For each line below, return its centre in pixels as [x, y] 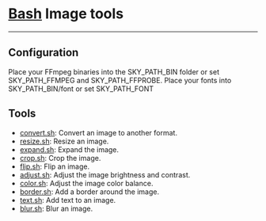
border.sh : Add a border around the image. [89, 192]
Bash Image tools [66, 14]
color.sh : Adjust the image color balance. [86, 183]
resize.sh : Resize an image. [64, 141]
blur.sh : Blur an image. [56, 208]
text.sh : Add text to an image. [68, 200]
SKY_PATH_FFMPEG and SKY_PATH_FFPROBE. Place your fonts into [120, 80]
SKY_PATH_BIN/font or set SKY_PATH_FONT [81, 89]
